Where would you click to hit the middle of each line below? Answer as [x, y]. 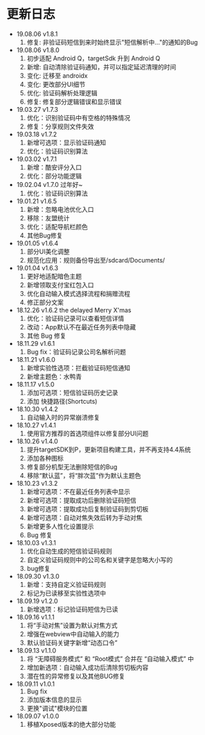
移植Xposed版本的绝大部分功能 [71, 724]
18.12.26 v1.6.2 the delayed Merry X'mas [74, 310]
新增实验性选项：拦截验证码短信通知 [79, 367]
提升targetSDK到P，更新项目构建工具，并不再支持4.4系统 [109, 449]
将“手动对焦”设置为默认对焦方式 [72, 625]
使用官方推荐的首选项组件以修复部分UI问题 [88, 433]
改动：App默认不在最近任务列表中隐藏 [81, 327]
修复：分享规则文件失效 [60, 126]
